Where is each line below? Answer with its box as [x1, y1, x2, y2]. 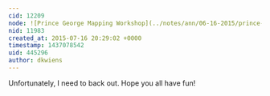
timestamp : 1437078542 [8, 42, 84, 50]
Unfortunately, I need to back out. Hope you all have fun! [8, 78, 196, 88]
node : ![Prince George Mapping [8, 19, 113, 27]
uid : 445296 [8, 49, 48, 57]
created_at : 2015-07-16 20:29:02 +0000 [8, 34, 142, 42]
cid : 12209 [8, 11, 45, 20]
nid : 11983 [8, 26, 45, 34]
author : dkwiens [8, 57, 63, 65]
